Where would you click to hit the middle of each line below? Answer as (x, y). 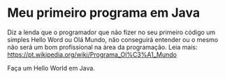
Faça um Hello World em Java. (51, 68)
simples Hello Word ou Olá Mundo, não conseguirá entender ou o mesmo (113, 39)
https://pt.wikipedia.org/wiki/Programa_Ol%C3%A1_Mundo (92, 55)
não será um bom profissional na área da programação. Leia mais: (102, 47)
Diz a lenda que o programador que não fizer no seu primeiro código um (111, 32)
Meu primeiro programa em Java (104, 13)
